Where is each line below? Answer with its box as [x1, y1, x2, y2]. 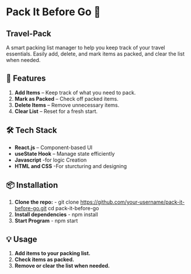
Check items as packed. [14, 256, 75, 263]
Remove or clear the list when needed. [14, 262, 110, 269]
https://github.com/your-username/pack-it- [80, 198, 185, 205]
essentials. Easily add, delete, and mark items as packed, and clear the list [6, 50, 185, 57]
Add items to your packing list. [14, 250, 91, 257]
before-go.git [14, 205, 47, 212]
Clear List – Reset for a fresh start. [14, 108, 98, 115]
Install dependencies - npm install [14, 211, 98, 218]
